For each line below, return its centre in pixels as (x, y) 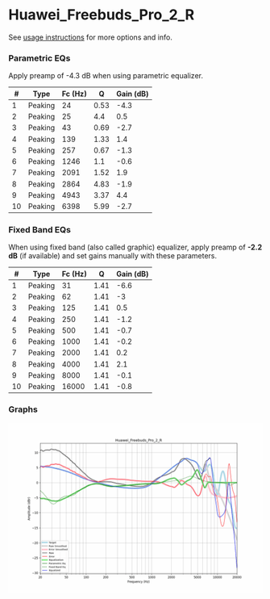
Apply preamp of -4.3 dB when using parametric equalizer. (106, 76)
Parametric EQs (39, 58)
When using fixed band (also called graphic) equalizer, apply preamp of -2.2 (135, 247)
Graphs (23, 409)
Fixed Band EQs (39, 229)
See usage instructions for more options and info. (91, 37)
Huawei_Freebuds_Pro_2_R (102, 15)
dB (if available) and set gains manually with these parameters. (113, 256)
